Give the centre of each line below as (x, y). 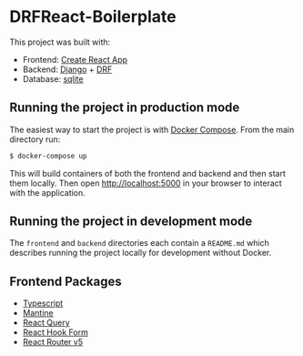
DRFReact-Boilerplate (93, 17)
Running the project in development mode (131, 222)
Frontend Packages (66, 281)
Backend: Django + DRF (67, 69)
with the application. (48, 192)
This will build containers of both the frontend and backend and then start (148, 173)
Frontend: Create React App (75, 59)
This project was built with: (60, 42)
